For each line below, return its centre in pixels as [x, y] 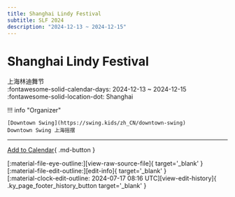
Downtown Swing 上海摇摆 [41, 131]
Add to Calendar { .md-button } [51, 150]
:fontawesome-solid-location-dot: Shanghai [70, 97]
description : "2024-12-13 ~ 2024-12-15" [67, 27]
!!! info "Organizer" [34, 110]
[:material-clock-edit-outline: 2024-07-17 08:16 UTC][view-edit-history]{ [112, 178]
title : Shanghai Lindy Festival [54, 14]
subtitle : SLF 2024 [36, 20]
